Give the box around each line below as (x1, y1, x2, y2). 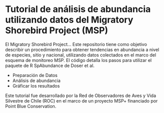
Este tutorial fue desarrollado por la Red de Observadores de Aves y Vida (5, 92, 156, 98)
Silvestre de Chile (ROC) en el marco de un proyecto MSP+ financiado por (5, 97, 158, 103)
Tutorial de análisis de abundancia (5, 3, 151, 15)
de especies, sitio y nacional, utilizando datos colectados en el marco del (5, 51, 156, 58)
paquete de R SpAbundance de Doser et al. (5, 62, 95, 68)
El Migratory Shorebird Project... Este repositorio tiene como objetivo (5, 41, 147, 47)
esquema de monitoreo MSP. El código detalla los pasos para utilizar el (5, 57, 152, 63)
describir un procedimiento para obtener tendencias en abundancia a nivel (5, 46, 159, 52)
